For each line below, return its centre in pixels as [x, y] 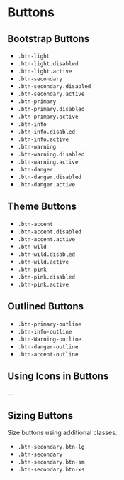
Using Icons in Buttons [58, 377]
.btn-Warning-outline [49, 339]
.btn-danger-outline [48, 347]
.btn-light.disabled [48, 64]
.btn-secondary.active [51, 94]
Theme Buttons [42, 207]
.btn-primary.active [48, 117]
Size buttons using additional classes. [62, 433]
